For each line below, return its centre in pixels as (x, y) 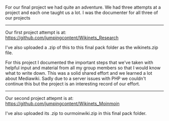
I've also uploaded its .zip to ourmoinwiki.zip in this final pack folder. (76, 113)
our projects (18, 18)
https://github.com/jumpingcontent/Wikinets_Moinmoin (62, 103)
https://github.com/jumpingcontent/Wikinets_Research (62, 38)
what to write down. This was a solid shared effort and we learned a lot (79, 73)
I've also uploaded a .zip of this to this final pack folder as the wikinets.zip (82, 47)
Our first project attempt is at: (36, 32)
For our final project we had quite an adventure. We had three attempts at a (83, 7)
